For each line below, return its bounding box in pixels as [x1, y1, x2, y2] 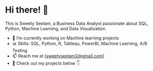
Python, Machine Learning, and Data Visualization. [5, 25, 107, 31]
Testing [12, 47, 28, 53]
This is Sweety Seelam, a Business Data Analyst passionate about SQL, [5, 20, 149, 26]
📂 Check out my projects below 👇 [12, 60, 80, 66]
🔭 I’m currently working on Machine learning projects [12, 35, 119, 41]
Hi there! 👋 [5, 4, 49, 16]
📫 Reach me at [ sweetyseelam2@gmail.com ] [12, 53, 105, 59]
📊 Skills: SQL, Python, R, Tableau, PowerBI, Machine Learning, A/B [12, 40, 148, 46]
